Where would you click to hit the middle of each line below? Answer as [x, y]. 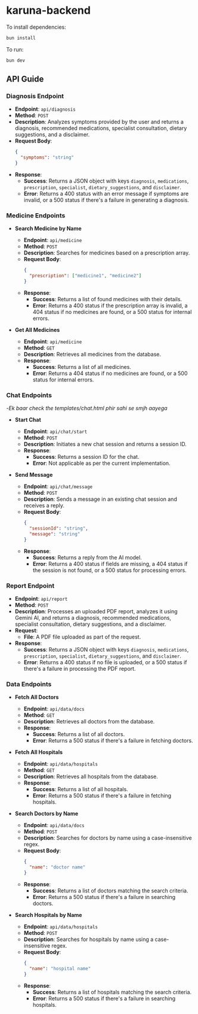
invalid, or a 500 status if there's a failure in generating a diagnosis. [106, 200]
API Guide [25, 79]
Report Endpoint [30, 586]
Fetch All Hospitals [39, 752]
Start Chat [28, 420]
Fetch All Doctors [37, 697]
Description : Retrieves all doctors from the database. [89, 722]
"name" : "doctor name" [57, 867]
